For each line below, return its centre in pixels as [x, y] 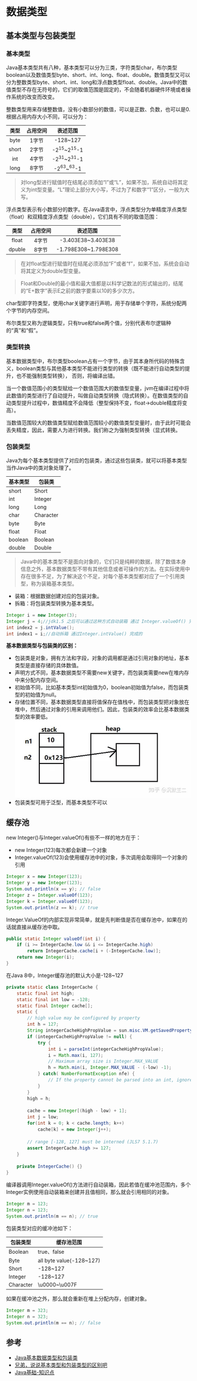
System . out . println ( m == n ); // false [53, 1323]
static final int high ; [46, 993]
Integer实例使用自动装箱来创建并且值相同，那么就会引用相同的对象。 [89, 1192]
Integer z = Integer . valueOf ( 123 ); [50, 895]
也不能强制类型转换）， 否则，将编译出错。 [67, 375]
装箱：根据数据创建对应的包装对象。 [58, 596]
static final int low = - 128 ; [54, 1000]
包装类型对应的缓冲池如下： [40, 1228]
